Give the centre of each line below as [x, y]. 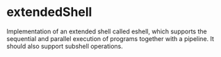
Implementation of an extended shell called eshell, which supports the [107, 31]
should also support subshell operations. [65, 46]
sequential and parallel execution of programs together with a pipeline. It [110, 38]
